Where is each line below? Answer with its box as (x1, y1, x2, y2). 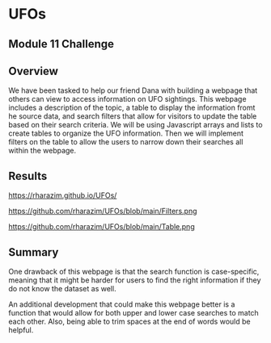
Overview (8, 64, 59, 77)
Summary (8, 245, 59, 259)
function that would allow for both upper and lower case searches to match (8, 308, 259, 318)
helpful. (8, 325, 34, 335)
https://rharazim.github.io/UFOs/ (8, 190, 117, 200)
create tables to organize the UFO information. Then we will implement (8, 128, 244, 138)
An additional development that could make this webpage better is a (8, 299, 235, 309)
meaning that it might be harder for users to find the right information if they (8, 275, 261, 285)
